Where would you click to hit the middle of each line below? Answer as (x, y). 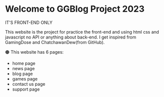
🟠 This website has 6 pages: (34, 52)
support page (26, 89)
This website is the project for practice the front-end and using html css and (82, 32)
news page (24, 68)
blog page (22, 74)
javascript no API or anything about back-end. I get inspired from (71, 37)
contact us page (29, 84)
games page (25, 78)
